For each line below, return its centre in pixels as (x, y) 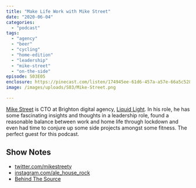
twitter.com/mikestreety (43, 166)
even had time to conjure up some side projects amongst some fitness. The (97, 128)
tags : (13, 33)
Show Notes (29, 152)
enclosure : (19, 82)
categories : (20, 22)
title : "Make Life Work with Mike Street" (58, 11)
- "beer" (22, 44)
